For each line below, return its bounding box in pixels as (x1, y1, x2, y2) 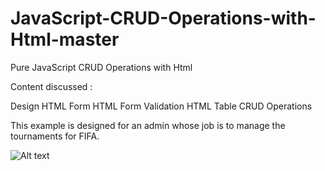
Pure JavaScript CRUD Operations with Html (10, 61, 193, 73)
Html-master (10, 28, 120, 51)
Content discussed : (10, 80, 93, 92)
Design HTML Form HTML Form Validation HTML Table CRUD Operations (10, 100, 313, 112)
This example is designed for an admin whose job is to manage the (10, 119, 286, 131)
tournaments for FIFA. (10, 130, 100, 142)
